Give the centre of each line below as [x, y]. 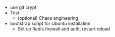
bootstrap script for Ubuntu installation [50, 23]
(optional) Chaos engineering [48, 18]
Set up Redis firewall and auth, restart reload [64, 29]
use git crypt [23, 7]
